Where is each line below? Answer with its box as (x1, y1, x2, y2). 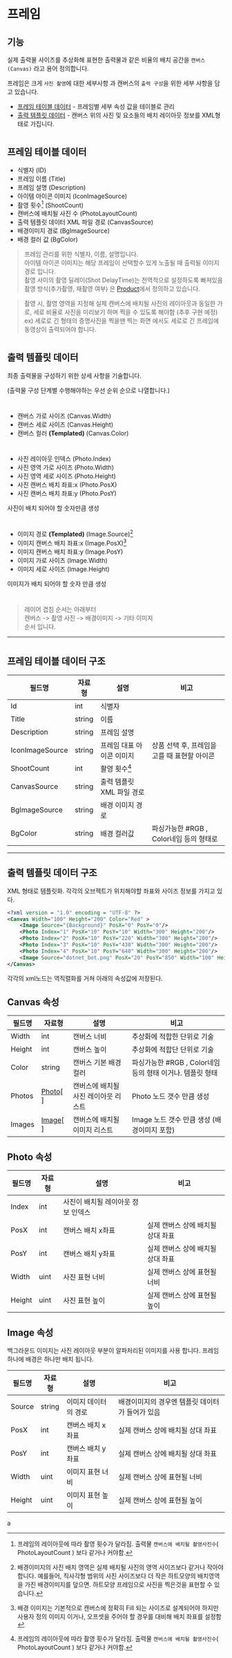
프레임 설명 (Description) (17, 183, 86, 191)
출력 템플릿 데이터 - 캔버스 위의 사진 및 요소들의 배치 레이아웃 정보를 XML (17, 111, 215, 119)
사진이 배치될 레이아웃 (63, 1197, 131, 1207)
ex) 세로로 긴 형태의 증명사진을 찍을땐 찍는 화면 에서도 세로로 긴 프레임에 (23, 316, 220, 325)
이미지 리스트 (72, 1126, 113, 1135)
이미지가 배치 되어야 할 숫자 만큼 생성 (7, 579, 107, 588)
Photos (10, 1091, 34, 1101)
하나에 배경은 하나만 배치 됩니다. (7, 1355, 95, 1363)
